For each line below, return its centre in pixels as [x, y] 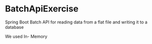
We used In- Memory [26, 36]
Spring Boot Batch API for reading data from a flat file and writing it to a [76, 22]
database [15, 27]
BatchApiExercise [42, 9]
